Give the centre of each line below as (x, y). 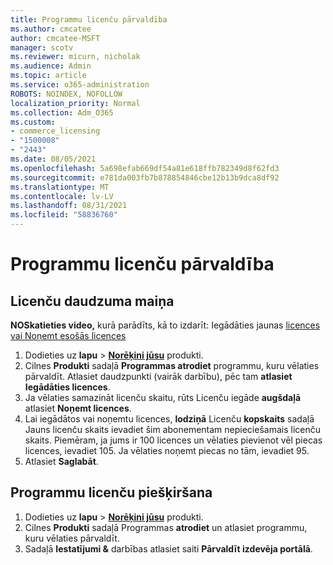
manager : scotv (42, 47)
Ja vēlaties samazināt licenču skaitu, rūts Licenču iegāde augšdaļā (163, 397)
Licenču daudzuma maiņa (92, 301)
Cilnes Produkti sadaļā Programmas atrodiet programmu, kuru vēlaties (172, 365)
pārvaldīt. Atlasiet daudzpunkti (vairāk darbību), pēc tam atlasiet (158, 376)
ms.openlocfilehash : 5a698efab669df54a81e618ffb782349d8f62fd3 (145, 168)
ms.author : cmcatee (51, 29)
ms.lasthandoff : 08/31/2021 (69, 206)
